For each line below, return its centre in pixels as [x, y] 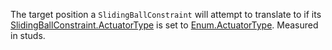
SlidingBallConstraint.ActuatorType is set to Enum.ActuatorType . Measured [164, 25]
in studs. [28, 35]
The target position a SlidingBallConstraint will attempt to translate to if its [166, 14]
